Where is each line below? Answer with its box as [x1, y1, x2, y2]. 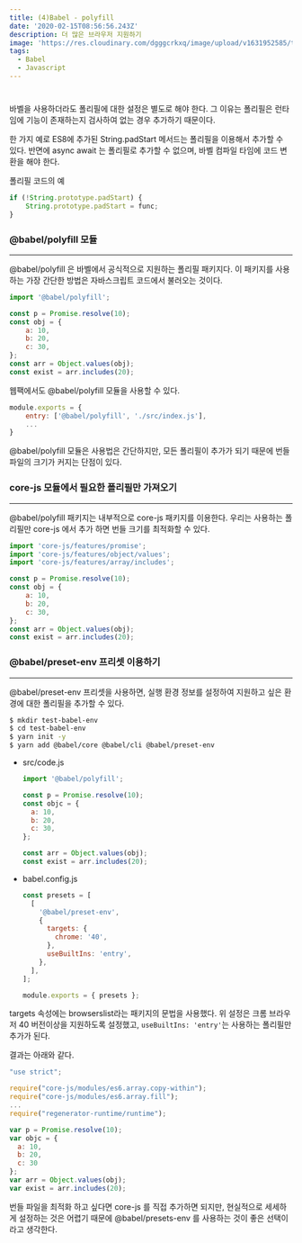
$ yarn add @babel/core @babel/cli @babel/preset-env [9, 741, 216, 750]
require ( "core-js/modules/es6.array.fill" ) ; [9, 1093, 179, 1102]
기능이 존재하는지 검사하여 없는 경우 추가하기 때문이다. [25, 114, 216, 126]
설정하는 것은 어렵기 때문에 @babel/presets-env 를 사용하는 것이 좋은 [18, 1212, 265, 1223]
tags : [9, 47, 30, 56]
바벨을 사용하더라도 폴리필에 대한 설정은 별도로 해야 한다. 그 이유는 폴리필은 [9, 104, 273, 114]
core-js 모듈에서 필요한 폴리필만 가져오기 [9, 482, 178, 494]
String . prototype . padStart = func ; [25, 202, 159, 211]
